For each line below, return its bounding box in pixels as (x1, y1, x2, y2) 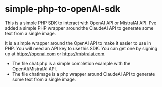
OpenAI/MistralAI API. (12, 66, 57, 72)
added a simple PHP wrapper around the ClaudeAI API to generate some (5, 25, 154, 31)
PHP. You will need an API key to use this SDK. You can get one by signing (5, 45, 158, 51)
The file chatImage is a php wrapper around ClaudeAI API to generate (12, 71, 155, 77)
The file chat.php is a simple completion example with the (12, 60, 131, 66)
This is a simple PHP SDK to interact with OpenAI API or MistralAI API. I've (5, 20, 157, 26)
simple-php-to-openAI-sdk (5, 3, 121, 15)
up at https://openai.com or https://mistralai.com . (5, 51, 106, 57)
